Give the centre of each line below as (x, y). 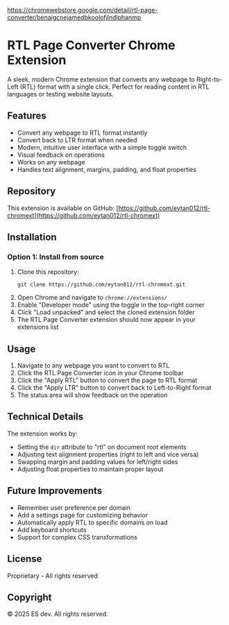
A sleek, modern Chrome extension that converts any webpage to (101, 79)
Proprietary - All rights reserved (53, 576)
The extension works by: (42, 434)
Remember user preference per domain (74, 507)
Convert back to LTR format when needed (77, 140)
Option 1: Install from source (56, 257)
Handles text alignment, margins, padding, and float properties (107, 169)
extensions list (38, 327)
